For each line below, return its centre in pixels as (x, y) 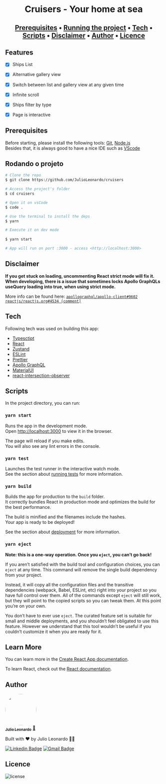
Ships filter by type (32, 105)
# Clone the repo (23, 175)
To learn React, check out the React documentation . (59, 669)
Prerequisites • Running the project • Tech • (84, 28)
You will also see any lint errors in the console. (53, 446)
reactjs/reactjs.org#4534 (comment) (43, 301)
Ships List (22, 65)
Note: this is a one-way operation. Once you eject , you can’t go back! (79, 554)
